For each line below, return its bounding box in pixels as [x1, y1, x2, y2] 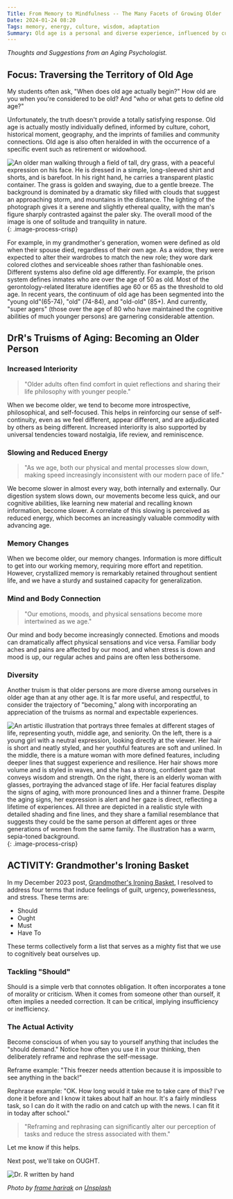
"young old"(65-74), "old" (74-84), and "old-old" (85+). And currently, [7, 297, 208, 306]
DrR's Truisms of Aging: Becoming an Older [7, 332, 200, 344]
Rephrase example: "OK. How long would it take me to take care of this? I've [7, 1087, 225, 1095]
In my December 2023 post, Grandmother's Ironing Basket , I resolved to [7, 878, 214, 886]
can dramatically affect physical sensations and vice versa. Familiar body [7, 637, 216, 646]
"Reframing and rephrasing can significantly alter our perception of [24, 1123, 216, 1131]
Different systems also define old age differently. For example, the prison [7, 268, 216, 277]
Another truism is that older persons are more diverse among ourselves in [7, 685, 218, 694]
